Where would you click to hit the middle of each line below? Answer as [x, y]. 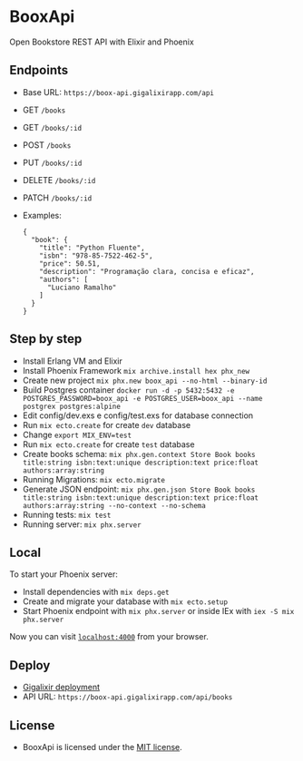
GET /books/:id [52, 127]
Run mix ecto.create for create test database [108, 444]
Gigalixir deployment [61, 688]
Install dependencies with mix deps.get [96, 592]
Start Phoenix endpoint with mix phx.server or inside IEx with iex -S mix [158, 611]
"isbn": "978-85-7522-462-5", [96, 256]
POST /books [47, 145]
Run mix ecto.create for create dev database [107, 424]
